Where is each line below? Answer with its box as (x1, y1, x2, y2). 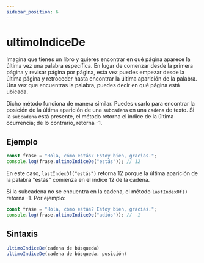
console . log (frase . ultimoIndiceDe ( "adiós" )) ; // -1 (6, 212, 140, 218)
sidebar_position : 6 (6, 9, 59, 15)
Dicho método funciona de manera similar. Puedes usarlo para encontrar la (6, 99, 195, 107)
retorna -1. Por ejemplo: (6, 195, 66, 202)
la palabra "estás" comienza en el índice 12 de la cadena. (6, 176, 150, 184)
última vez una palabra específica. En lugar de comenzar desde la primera (6, 62, 194, 69)
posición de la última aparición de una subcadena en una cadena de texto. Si (6, 106, 194, 113)
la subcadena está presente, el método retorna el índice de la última (6, 112, 174, 120)
